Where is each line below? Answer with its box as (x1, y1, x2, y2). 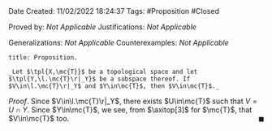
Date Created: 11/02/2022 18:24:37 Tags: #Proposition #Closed (8, 7, 219, 15)
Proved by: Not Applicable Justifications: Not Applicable (8, 22, 197, 32)
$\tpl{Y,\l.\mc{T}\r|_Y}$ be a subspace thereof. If (8, 75, 191, 83)
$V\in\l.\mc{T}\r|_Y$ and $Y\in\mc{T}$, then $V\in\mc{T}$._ (8, 82, 220, 90)
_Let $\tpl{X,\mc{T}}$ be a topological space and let (8, 68, 198, 76)
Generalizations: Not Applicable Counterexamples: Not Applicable (8, 38, 229, 47)
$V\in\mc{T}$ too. (8, 114, 70, 123)
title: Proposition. (8, 54, 79, 62)
